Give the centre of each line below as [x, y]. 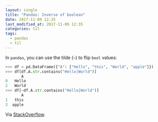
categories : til [22, 29]
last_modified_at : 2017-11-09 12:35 [44, 24]
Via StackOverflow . [25, 114]
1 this [15, 100]
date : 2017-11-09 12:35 [31, 19]
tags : [11, 34]
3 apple [15, 105]
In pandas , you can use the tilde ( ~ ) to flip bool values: [61, 57]
